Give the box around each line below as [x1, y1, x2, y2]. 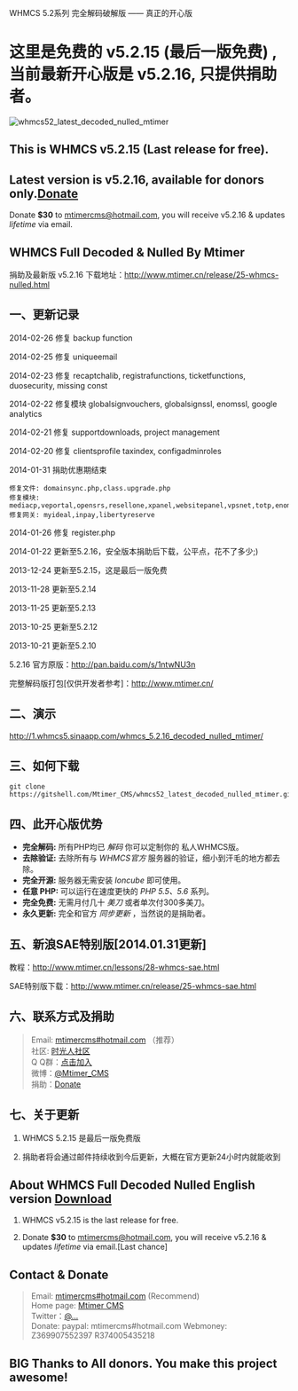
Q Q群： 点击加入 [30, 1057, 93, 1067]
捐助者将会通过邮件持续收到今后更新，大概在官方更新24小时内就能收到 [21, 1151, 281, 1162]
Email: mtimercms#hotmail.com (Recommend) [30, 1291, 200, 1301]
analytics [9, 408, 43, 419]
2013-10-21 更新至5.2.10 [9, 640, 97, 650]
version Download [9, 1191, 113, 1206]
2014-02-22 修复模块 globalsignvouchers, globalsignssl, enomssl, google [9, 398, 278, 409]
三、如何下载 [9, 758, 80, 774]
